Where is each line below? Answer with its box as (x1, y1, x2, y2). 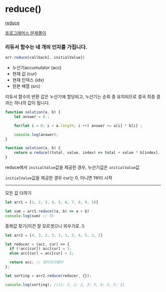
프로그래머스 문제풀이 (5, 30, 46, 36)
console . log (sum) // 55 (5, 213, 54, 218)
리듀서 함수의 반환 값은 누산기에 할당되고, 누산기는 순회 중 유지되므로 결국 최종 (5, 94, 156, 100)
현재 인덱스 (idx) (12, 77, 44, 83)
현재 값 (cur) (12, 71, 37, 77)
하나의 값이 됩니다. (14, 100, 50, 106)
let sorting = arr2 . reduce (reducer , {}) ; (5, 273, 92, 278)
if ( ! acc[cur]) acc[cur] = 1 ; (9, 246, 72, 251)
